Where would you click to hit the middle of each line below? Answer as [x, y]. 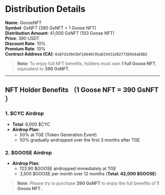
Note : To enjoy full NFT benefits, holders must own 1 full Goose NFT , [87, 63]
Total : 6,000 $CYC [31, 124]
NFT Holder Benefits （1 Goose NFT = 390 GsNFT [82, 90]
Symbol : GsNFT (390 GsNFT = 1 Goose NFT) [51, 28]
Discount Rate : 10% [25, 43]
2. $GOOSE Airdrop [28, 152]
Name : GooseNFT [23, 23]
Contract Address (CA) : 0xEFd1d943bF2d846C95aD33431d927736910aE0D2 [76, 54]
